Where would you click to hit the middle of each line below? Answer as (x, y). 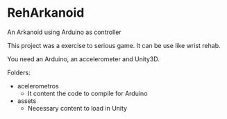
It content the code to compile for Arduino (87, 93)
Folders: (19, 72)
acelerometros (38, 86)
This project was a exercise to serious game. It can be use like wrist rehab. (114, 45)
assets (27, 101)
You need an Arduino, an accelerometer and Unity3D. (83, 59)
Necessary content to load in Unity (77, 108)
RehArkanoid (46, 13)
